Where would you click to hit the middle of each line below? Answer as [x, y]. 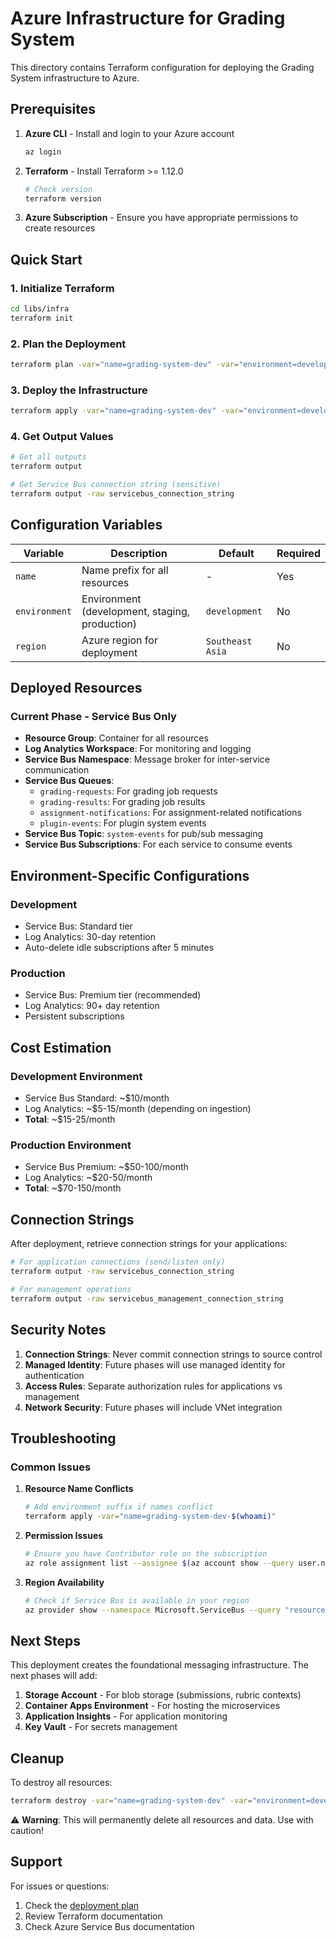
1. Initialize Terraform [62, 288]
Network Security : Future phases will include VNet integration [153, 1407]
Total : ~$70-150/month [73, 1188]
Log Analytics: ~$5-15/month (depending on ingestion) [138, 1109]
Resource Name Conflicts [79, 1489]
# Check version [58, 189]
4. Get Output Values [62, 437]
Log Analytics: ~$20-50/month [88, 1178]
